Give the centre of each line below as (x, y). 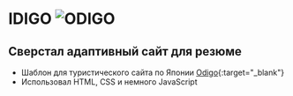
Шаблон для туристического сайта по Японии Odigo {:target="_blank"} (152, 72)
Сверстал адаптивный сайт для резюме (125, 52)
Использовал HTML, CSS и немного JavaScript (109, 82)
